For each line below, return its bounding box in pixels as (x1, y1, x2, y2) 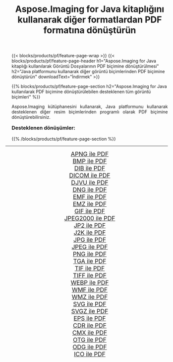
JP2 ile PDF (73, 221, 106, 229)
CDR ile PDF (73, 322, 107, 329)
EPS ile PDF (73, 314, 106, 322)
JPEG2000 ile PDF (64, 214, 115, 222)
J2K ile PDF (73, 229, 106, 237)
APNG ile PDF (70, 150, 109, 158)
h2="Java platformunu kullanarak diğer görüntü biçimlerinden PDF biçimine (11, 69, 165, 75)
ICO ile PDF (74, 350, 106, 358)
